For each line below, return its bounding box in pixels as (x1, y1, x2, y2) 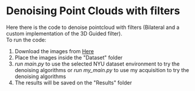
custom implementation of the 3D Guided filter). (6, 30, 122, 37)
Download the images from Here (14, 47, 95, 54)
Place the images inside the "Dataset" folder (14, 54, 123, 61)
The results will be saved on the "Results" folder (14, 79, 132, 86)
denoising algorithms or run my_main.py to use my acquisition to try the (14, 66, 189, 73)
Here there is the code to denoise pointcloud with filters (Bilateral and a (6, 24, 180, 31)
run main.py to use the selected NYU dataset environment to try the (14, 60, 180, 67)
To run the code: (6, 36, 47, 43)
